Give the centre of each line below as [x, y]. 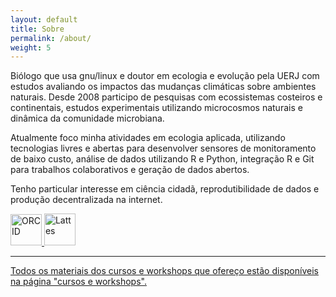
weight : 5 [31, 47]
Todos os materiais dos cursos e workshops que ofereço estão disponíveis [164, 271]
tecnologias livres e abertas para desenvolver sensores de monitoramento [163, 148]
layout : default [44, 19]
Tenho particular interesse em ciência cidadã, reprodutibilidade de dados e [165, 189]
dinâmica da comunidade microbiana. [87, 118]
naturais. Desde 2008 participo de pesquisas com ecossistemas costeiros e [166, 97]
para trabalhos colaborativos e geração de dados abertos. [130, 170]
